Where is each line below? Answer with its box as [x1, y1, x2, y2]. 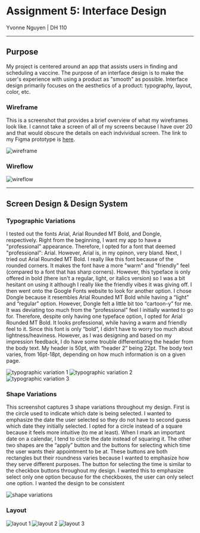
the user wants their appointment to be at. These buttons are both [6, 448, 168, 455]
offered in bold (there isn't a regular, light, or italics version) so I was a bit [6, 275, 186, 282]
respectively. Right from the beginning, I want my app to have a [6, 237, 161, 244]
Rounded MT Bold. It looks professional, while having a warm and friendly [6, 319, 187, 326]
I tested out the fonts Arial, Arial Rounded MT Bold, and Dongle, [6, 230, 162, 237]
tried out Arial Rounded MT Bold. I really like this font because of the [6, 256, 174, 263]
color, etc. [6, 88, 31, 95]
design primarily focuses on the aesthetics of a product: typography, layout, [6, 82, 192, 89]
